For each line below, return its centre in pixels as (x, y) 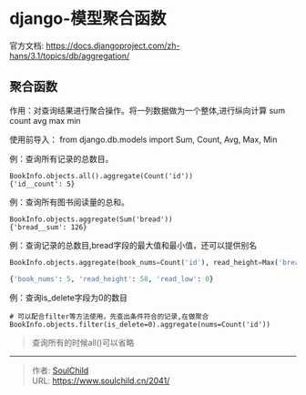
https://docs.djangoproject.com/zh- (112, 46)
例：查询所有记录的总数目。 (61, 158)
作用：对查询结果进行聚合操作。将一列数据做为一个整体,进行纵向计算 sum (147, 110)
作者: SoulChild (60, 370)
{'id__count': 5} (42, 184)
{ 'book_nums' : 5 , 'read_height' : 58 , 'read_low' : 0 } (112, 279)
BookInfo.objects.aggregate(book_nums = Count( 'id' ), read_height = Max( (144, 262)
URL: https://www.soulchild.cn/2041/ (101, 380)
